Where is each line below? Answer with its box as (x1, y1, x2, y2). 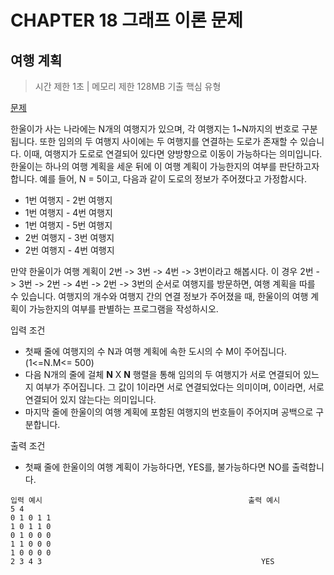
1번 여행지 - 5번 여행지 (24, 219, 113, 231)
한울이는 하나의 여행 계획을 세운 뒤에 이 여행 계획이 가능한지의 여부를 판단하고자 (10, 161, 320, 172)
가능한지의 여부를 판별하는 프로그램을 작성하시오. (28, 303, 219, 315)
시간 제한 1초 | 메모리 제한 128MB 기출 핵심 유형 (34, 81, 222, 92)
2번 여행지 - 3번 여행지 (24, 232, 115, 243)
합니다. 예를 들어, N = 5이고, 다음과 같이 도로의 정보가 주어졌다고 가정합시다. (10, 173, 307, 185)
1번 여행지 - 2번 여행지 (24, 194, 113, 206)
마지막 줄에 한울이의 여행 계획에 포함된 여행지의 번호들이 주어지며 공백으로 (24, 406, 314, 418)
